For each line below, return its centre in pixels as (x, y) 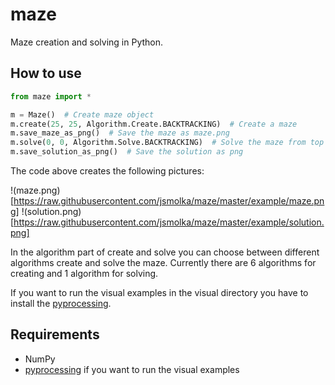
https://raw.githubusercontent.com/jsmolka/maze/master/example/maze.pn (169, 201)
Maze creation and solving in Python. (87, 42)
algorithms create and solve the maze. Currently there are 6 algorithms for (163, 262)
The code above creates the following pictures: (107, 171)
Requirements (55, 334)
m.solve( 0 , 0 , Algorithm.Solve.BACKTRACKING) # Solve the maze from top (167, 143)
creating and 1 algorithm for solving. (84, 273)
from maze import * (51, 96)
